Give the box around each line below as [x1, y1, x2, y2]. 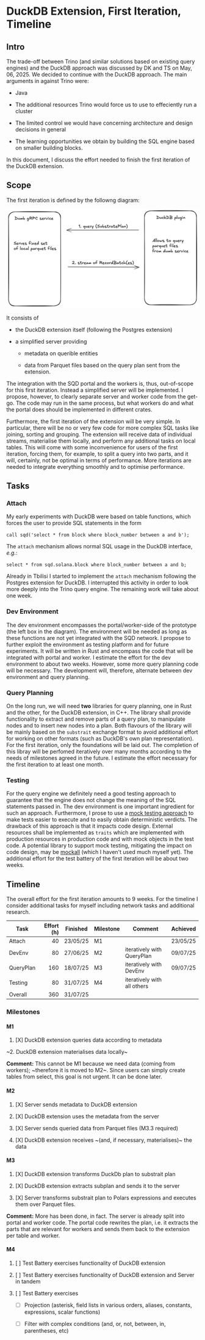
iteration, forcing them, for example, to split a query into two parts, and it [6, 450, 189, 457]
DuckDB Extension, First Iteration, [6, 4, 181, 18]
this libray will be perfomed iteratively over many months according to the [6, 748, 192, 755]
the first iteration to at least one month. [6, 760, 104, 768]
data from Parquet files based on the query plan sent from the [24, 361, 180, 369]
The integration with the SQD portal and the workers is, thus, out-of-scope [6, 380, 194, 387]
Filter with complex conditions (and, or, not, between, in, [24, 1320, 166, 1328]
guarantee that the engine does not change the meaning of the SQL [6, 797, 176, 804]
